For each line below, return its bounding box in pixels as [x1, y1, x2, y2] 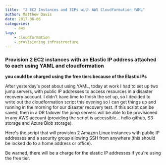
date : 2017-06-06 [5, 16, 41, 21]
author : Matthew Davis [5, 12, 52, 17]
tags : [5, 30, 16, 35]
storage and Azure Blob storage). [5, 120, 73, 126]
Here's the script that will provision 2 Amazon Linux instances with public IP [5, 130, 160, 136]
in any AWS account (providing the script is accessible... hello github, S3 [5, 115, 154, 121]
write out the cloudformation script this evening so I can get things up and [5, 99, 156, 105]
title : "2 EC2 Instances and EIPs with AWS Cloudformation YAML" [5, 7, 145, 12]
